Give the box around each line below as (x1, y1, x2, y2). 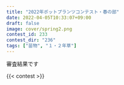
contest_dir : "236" (6, 37, 56, 43)
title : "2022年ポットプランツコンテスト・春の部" (6, 8, 120, 15)
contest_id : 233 (6, 32, 48, 38)
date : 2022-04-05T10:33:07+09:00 (6, 15, 92, 21)
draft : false (6, 20, 40, 26)
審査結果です (6, 60, 38, 67)
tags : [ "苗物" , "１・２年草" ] (6, 43, 77, 49)
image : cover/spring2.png (6, 25, 72, 32)
